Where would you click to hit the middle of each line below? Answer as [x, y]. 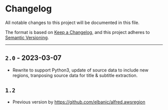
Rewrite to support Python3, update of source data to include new [80, 70]
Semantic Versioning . [27, 37]
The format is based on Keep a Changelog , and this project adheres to [77, 32]
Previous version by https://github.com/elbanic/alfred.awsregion [79, 102]
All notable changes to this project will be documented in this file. [72, 22]
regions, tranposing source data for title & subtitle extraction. [75, 75]
